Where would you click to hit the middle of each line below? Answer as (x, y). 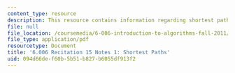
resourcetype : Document (42, 46)
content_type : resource (42, 14)
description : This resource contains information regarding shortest (111, 20)
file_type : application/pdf (48, 40)
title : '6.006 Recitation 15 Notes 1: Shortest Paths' (89, 53)
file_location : (29, 33)
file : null (23, 26)
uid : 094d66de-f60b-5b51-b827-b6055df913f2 (72, 59)
